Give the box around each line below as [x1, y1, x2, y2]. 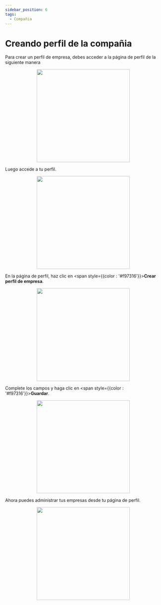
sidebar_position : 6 [5, 7, 48, 12]
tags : [5, 12, 16, 17]
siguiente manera [5, 59, 41, 65]
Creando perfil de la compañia [5, 38, 132, 49]
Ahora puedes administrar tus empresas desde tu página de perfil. [5, 497, 141, 503]
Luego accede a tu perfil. [5, 166, 56, 172]
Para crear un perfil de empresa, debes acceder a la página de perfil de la [5, 54, 156, 60]
